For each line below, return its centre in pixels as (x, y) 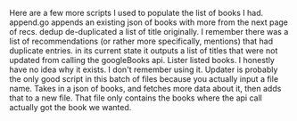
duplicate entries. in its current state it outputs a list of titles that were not (144, 51)
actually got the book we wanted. (70, 107)
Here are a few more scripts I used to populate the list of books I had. (136, 13)
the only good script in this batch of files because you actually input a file (144, 79)
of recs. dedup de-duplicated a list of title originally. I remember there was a (149, 32)
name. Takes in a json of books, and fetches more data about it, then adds (145, 89)
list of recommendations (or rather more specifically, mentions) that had (141, 41)
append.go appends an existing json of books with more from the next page (148, 22)
